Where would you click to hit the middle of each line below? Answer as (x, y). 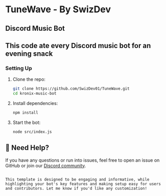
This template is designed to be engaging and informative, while (77, 179)
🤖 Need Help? (27, 148)
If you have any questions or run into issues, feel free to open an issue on (82, 160)
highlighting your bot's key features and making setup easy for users (83, 184)
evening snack (29, 53)
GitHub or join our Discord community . (46, 165)
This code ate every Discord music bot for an (78, 45)
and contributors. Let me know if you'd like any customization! (76, 188)
